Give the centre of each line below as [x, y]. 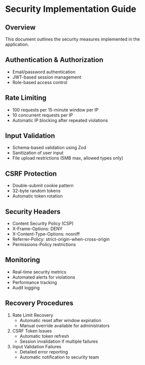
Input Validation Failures [37, 346]
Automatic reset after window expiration [60, 320]
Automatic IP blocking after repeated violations [60, 120]
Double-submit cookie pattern [43, 186]
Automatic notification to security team [59, 357]
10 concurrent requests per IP [43, 115]
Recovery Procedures [39, 303]
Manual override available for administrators [65, 325]
